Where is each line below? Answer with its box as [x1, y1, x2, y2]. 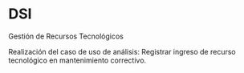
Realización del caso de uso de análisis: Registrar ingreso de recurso [8, 47, 236, 56]
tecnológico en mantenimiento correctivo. [8, 55, 147, 65]
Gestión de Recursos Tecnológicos [8, 31, 124, 41]
